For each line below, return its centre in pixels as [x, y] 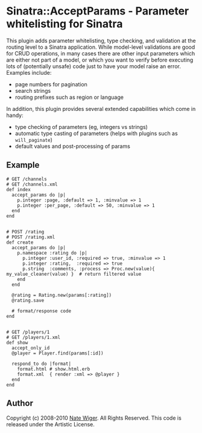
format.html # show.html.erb [54, 369]
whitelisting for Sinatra [65, 24]
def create [20, 242]
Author [20, 403]
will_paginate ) [33, 139]
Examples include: [29, 72]
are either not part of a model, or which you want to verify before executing [100, 60]
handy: [15, 115]
